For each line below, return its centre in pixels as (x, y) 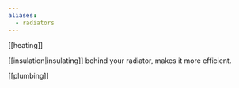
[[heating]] (26, 45)
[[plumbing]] (28, 75)
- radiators (35, 23)
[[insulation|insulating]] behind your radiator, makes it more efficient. (120, 60)
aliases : (23, 15)
